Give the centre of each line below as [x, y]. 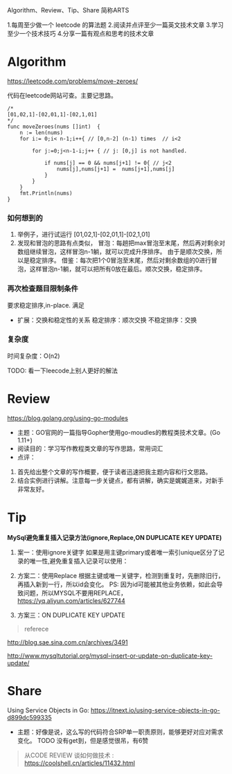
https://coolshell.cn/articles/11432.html [79, 763]
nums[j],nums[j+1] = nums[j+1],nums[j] [116, 169]
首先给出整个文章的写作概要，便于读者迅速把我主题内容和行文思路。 [114, 471]
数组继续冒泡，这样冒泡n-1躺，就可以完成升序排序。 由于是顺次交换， [117, 252]
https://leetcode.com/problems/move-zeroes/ [73, 81]
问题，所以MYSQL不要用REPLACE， [75, 593]
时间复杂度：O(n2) [34, 356]
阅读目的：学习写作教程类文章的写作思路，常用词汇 [90, 448]
